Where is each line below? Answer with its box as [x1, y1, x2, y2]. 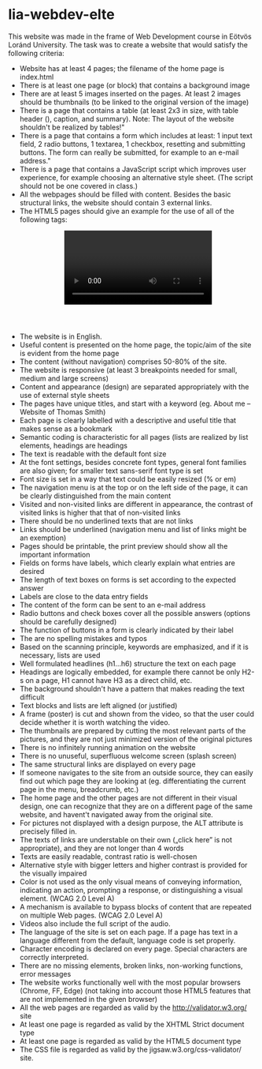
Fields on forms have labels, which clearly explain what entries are [19, 558, 236, 568]
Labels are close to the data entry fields [19, 591, 149, 601]
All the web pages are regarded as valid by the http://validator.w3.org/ [19, 1003, 247, 1012]
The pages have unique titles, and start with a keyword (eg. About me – [19, 399, 251, 408]
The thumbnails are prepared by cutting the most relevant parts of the [19, 726, 246, 735]
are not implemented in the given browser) [19, 994, 158, 1003]
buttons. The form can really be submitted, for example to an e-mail [19, 148, 239, 157]
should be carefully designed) [19, 617, 117, 626]
